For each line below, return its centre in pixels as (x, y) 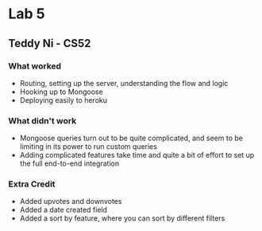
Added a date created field (64, 210)
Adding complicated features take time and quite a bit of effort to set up (137, 155)
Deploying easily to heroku (64, 100)
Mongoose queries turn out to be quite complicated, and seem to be (131, 138)
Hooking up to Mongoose (61, 92)
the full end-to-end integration (69, 163)
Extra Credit (32, 184)
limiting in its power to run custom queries (88, 147)
